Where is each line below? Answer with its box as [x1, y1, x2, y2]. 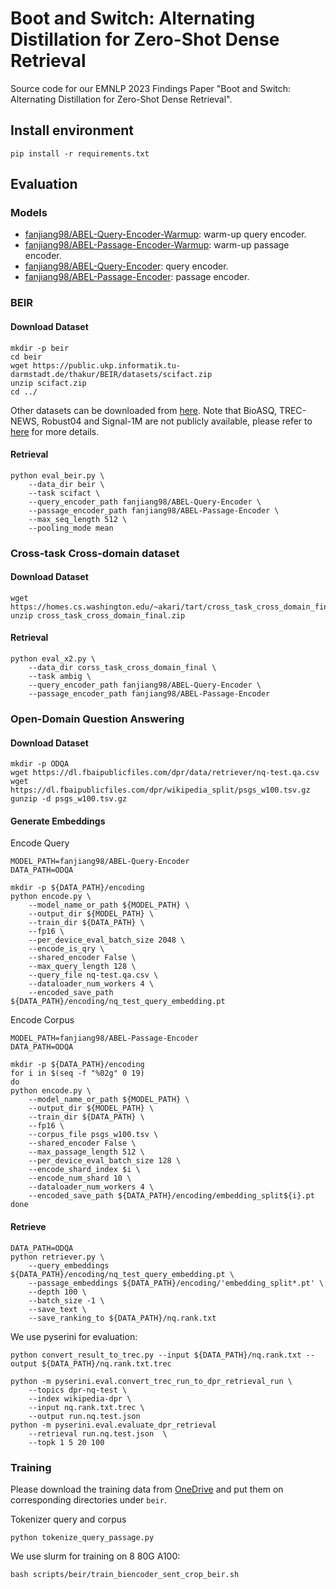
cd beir [10, 352, 43, 362]
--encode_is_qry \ [28, 944, 105, 954]
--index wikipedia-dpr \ [28, 1393, 132, 1404]
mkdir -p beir [10, 343, 70, 353]
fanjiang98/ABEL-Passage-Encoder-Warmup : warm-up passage [24, 239, 290, 251]
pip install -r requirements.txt [10, 148, 150, 159]
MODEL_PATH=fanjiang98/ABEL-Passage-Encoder [10, 1033, 199, 1044]
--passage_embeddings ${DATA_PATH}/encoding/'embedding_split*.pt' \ [28, 1278, 325, 1288]
